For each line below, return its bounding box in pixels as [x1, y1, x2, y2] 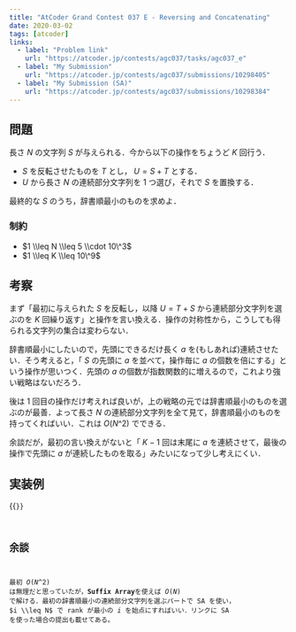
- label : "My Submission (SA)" [17, 79, 133, 88]
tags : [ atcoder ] [9, 29, 69, 38]
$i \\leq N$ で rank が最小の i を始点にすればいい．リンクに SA [9, 605, 230, 615]
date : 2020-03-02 [9, 21, 73, 30]
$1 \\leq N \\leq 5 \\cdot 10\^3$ [21, 241, 133, 251]
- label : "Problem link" [17, 46, 109, 55]
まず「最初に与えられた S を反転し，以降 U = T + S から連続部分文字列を [9, 303, 276, 314]
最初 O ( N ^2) [9, 577, 50, 587]
